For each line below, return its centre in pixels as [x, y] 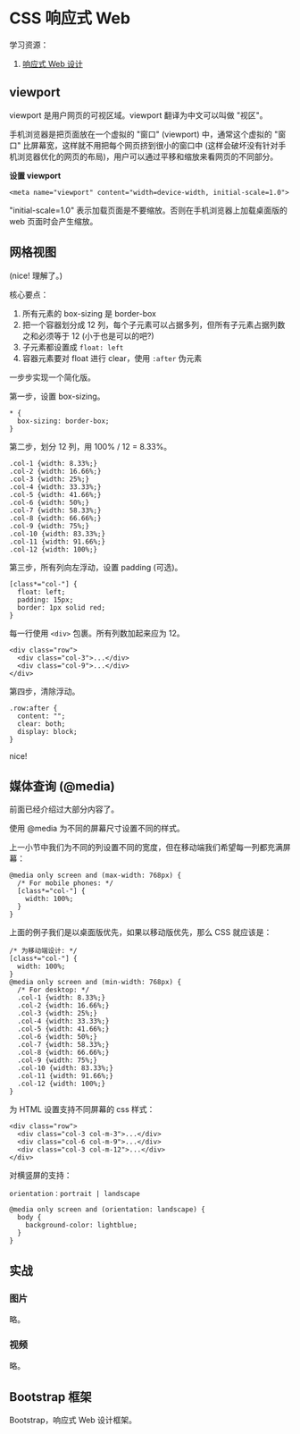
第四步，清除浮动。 [45, 691]
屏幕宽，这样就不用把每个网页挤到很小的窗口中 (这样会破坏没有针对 [154, 145]
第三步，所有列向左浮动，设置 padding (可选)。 [96, 567]
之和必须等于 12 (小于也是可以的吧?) [88, 335]
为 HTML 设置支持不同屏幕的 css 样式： [82, 1109]
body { [29, 1218]
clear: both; [42, 724]
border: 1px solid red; [61, 607]
